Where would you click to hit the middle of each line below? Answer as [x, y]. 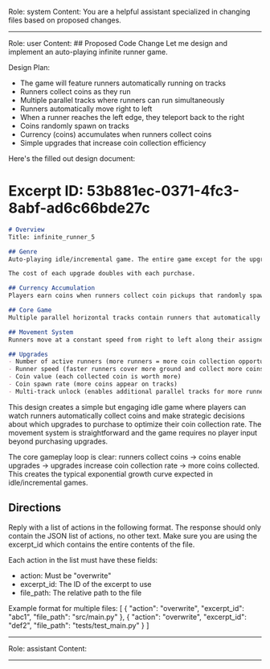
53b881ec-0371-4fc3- [163, 191]
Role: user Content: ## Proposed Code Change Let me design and [118, 43]
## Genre [23, 252]
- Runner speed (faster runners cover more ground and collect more [125, 370]
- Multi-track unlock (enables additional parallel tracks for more [125, 391]
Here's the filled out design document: [72, 159]
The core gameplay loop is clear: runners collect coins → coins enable [125, 456]
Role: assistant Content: [47, 648]
